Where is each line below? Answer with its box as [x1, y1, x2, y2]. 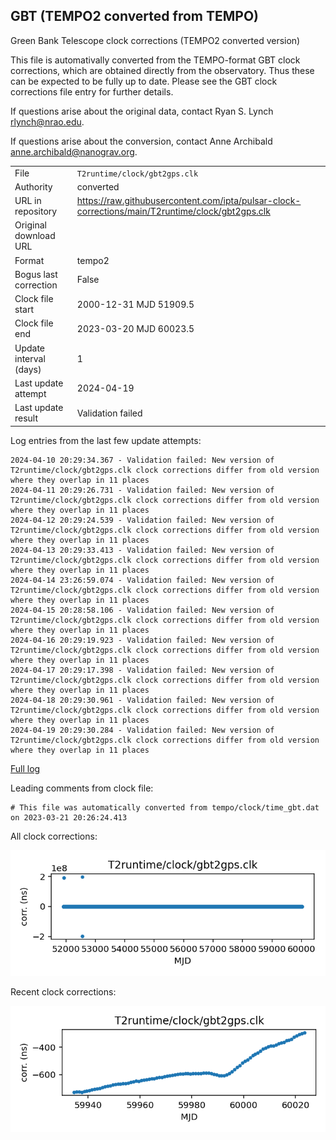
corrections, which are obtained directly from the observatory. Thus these [10, 64, 315, 76]
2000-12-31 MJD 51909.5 [76, 298, 195, 310]
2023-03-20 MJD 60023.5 [76, 322, 195, 334]
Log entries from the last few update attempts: [10, 434, 202, 446]
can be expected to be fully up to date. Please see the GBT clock [10, 75, 278, 87]
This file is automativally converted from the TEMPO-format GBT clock [10, 54, 301, 66]
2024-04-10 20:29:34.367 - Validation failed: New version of [10, 455, 275, 465]
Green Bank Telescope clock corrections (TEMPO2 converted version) [10, 34, 301, 46]
